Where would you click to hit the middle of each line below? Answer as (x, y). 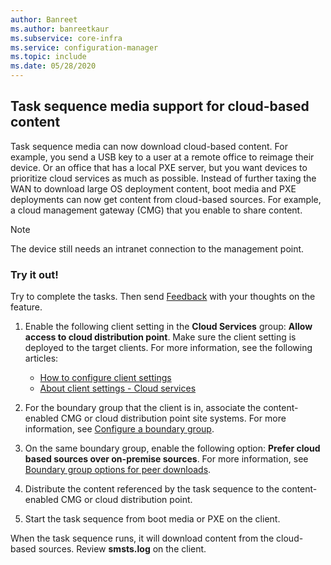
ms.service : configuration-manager (84, 47)
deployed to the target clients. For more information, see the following (168, 348)
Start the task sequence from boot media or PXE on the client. (152, 519)
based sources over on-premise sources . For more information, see (166, 459)
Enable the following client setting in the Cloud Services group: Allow (168, 327)
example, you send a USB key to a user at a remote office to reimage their (162, 157)
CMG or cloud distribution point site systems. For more (173, 418)
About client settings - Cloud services (118, 388)
